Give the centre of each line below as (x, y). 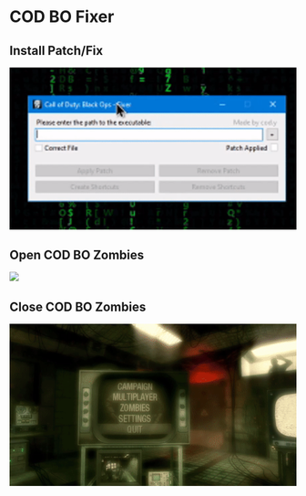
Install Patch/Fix (56, 51)
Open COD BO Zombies (77, 254)
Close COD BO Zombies (78, 306)
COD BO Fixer (62, 17)
